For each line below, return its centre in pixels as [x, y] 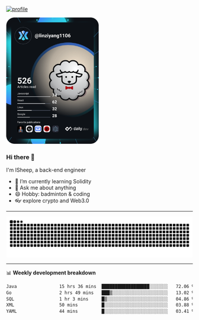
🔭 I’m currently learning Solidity [53, 182]
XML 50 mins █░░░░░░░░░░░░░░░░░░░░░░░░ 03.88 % [100, 305]
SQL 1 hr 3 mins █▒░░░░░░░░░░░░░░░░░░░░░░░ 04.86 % [100, 299]
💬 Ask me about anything [45, 188]
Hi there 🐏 [21, 157]
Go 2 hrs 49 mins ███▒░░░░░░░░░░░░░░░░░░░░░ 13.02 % [100, 293]
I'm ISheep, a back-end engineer [46, 170]
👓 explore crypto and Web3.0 [52, 201]
